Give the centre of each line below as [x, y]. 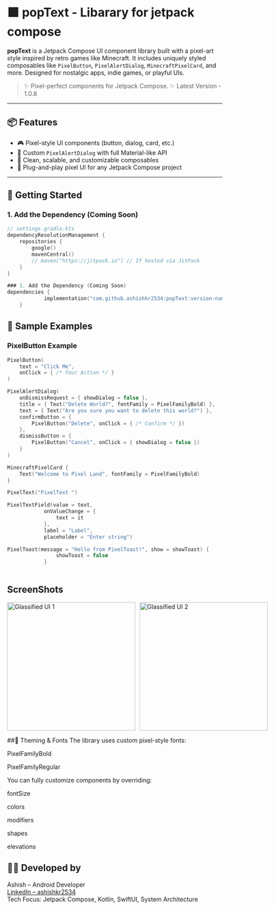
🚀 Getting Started [45, 195]
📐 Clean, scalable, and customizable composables [88, 160]
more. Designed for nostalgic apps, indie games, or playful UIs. [96, 73]
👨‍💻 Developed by [44, 868]
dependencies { [29, 292]
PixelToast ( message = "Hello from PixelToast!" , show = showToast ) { [108, 549]
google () [44, 248]
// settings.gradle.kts [41, 229]
